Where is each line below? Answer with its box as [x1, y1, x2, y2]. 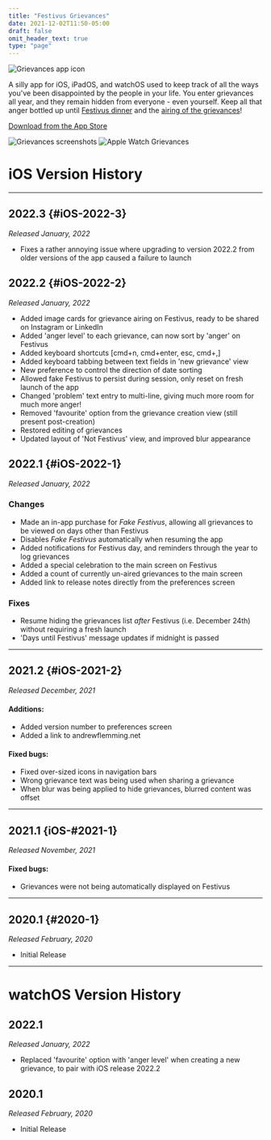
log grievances [19, 551, 70, 561]
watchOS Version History [8, 986, 181, 1004]
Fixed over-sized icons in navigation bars [19, 767, 157, 777]
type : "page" [8, 42, 52, 50]
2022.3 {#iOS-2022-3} [8, 207, 127, 221]
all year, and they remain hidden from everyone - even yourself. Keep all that [8, 97, 262, 107]
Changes [8, 499, 45, 510]
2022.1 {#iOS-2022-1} [8, 458, 123, 471]
